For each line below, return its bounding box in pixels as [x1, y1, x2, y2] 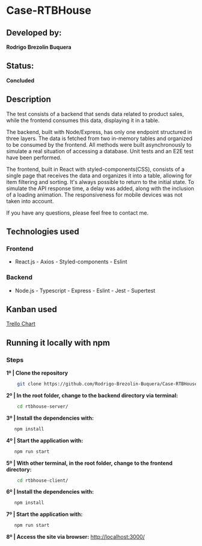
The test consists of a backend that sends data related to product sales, [6, 110, 185, 117]
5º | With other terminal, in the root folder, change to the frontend [6, 459, 173, 467]
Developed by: [6, 28, 62, 38]
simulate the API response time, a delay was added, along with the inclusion [6, 185, 194, 192]
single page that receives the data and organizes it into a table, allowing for [6, 172, 192, 179]
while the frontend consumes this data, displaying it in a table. [6, 117, 160, 124]
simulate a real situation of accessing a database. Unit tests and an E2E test [6, 147, 194, 155]
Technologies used [6, 227, 79, 237]
